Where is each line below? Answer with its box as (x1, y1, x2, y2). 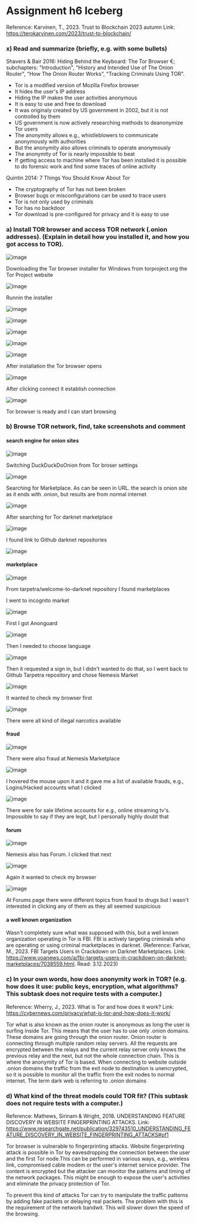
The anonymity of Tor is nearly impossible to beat (14, 151, 135, 158)
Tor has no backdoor (14, 205, 65, 212)
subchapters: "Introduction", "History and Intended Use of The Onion (6, 64, 173, 71)
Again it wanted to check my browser (6, 874, 97, 881)
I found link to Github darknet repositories (6, 536, 107, 543)
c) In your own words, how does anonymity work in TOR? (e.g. (6, 975, 187, 983)
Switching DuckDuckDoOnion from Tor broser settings (6, 462, 138, 469)
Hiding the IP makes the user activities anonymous (14, 94, 138, 101)
